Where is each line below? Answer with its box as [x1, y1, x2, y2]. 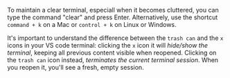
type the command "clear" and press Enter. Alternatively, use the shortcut [7, 13, 218, 21]
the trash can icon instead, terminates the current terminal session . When [7, 56, 219, 64]
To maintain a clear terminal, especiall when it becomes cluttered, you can [7, 6, 220, 14]
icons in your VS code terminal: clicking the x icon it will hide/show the [7, 41, 209, 49]
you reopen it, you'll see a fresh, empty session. [7, 64, 144, 71]
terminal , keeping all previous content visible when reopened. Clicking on [7, 48, 217, 57]
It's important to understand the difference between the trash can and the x [7, 34, 224, 42]
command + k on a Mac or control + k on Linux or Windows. [7, 21, 177, 28]
